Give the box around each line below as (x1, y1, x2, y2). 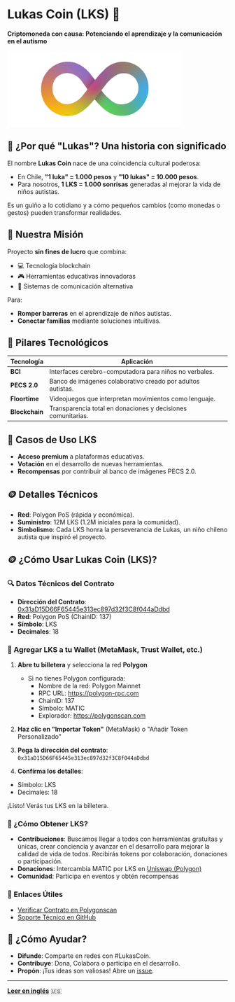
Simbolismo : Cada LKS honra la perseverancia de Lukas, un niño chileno (17, 525, 228, 534)
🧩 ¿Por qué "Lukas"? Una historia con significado (7, 140, 227, 153)
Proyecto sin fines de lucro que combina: (7, 247, 127, 256)
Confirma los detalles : (17, 767, 83, 775)
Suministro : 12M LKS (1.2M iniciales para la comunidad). (17, 518, 180, 526)
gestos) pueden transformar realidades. (7, 208, 122, 216)
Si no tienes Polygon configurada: (27, 674, 126, 682)
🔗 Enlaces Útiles (7, 889, 63, 899)
